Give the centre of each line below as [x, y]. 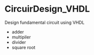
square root [23, 47]
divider [19, 42]
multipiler [21, 37]
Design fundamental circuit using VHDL [45, 22]
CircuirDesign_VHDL [47, 9]
